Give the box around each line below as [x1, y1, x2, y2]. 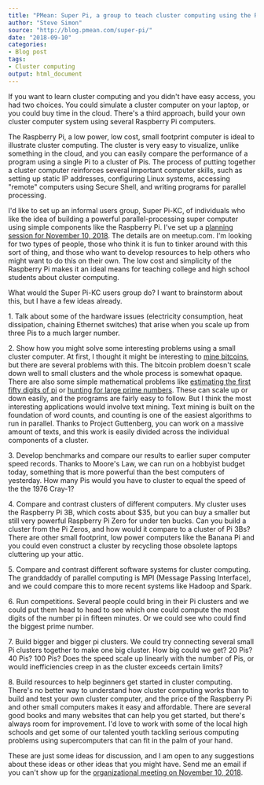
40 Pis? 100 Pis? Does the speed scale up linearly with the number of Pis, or [8, 654, 255, 663]
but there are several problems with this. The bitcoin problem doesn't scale [8, 359, 251, 370]
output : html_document [8, 70, 82, 78]
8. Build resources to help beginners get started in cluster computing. [8, 677, 233, 687]
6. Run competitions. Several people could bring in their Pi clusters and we [8, 596, 249, 606]
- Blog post [8, 48, 47, 56]
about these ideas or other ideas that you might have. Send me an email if [8, 759, 247, 768]
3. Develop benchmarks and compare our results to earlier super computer [8, 450, 251, 460]
